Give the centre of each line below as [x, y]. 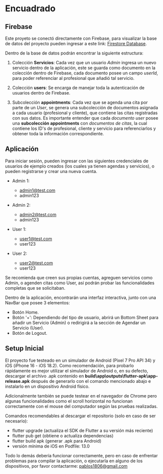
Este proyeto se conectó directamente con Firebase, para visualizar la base [81, 38]
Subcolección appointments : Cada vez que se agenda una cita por [80, 102]
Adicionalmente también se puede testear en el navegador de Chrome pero [81, 396]
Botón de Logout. [30, 333]
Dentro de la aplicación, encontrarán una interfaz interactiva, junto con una [81, 298]
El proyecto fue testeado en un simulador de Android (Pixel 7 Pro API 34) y [80, 360]
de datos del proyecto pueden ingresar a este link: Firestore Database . [76, 44]
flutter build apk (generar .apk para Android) [57, 441]
